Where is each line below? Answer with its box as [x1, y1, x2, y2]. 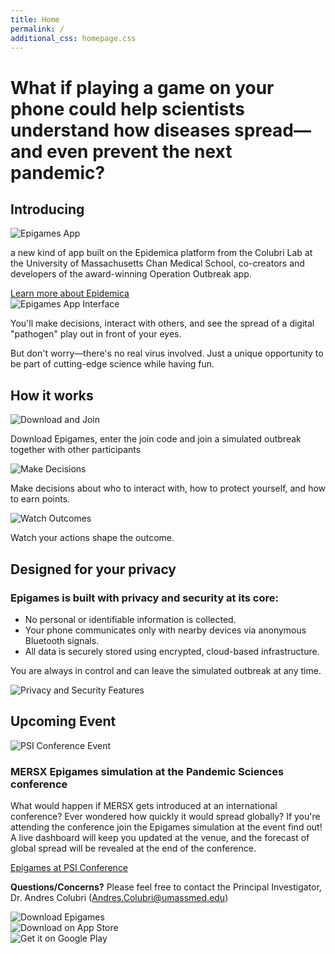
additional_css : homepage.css [10, 33, 137, 43]
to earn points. [10, 493, 71, 505]
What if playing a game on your [10, 76, 275, 99]
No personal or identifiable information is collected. [24, 613, 237, 625]
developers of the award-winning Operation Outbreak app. [10, 268, 252, 280]
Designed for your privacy [10, 561, 177, 578]
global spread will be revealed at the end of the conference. [10, 842, 257, 854]
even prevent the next [46, 140, 233, 163]
